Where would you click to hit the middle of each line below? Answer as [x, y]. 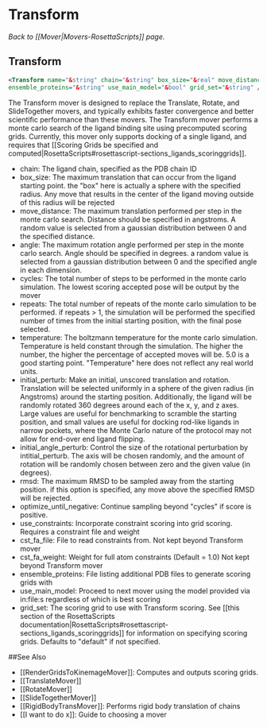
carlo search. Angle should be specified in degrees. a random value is [134, 253]
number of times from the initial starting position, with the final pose [131, 320]
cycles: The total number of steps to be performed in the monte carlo [133, 278]
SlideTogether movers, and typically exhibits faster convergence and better [131, 111]
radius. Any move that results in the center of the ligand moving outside [137, 194]
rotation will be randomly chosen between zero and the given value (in [135, 464]
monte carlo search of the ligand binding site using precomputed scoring [128, 128]
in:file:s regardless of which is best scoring [90, 599]
